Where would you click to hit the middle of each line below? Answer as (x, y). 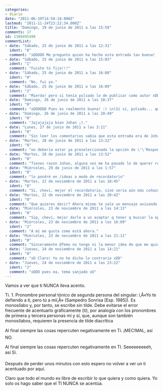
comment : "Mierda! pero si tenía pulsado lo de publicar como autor (80, 95)
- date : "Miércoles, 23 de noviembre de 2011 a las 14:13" (66, 209)
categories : (17, 9)
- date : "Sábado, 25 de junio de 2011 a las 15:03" (58, 59)
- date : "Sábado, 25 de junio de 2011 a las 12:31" (58, 46)
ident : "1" (20, 64)
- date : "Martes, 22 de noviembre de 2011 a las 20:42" (63, 195)
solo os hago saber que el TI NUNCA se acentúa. (54, 383)
